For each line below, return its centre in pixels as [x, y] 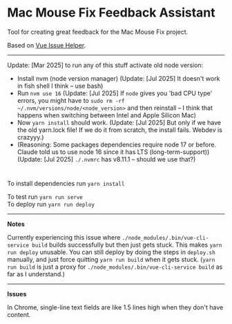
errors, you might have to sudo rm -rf [71, 100]
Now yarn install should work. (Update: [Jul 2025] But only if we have [119, 122]
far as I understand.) [36, 274]
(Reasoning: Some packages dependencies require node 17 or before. [116, 144]
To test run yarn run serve [45, 197]
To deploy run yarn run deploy [51, 204]
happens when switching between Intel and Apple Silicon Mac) [107, 115]
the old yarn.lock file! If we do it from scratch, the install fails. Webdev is [120, 130]
